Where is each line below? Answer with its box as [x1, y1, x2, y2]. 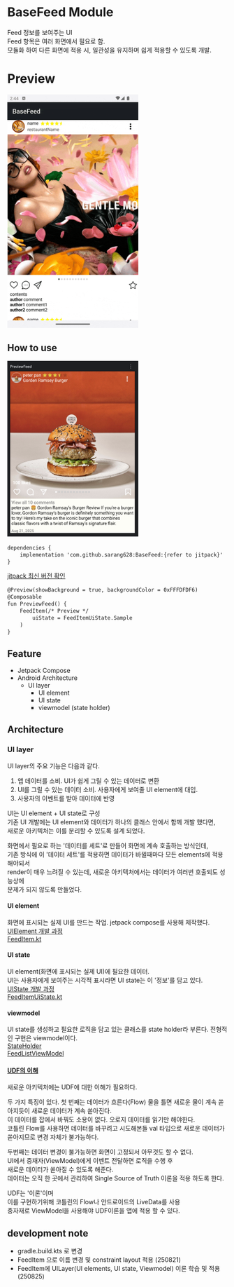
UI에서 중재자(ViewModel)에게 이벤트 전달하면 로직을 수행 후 [7, 1157, 173, 1165]
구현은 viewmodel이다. [14, 1034, 78, 1042]
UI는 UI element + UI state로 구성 [7, 809, 101, 817]
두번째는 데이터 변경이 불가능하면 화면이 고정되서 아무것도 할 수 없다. [7, 1148, 193, 1157]
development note [7, 1227, 89, 1239]
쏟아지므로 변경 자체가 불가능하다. [7, 1133, 99, 1141]
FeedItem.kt [7, 934, 42, 943]
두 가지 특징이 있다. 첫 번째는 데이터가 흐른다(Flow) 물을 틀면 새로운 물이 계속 [7, 1098, 217, 1106]
